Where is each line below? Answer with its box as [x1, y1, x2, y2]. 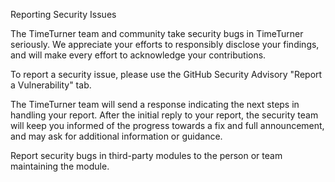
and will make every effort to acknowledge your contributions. [10, 49, 267, 61]
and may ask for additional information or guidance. [10, 130, 223, 142]
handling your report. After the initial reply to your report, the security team [10, 109, 319, 121]
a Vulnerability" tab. [10, 79, 92, 91]
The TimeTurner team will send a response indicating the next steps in [10, 99, 300, 110]
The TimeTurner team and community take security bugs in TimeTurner [10, 28, 304, 39]
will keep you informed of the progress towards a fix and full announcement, [10, 120, 325, 131]
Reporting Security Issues [10, 9, 117, 20]
